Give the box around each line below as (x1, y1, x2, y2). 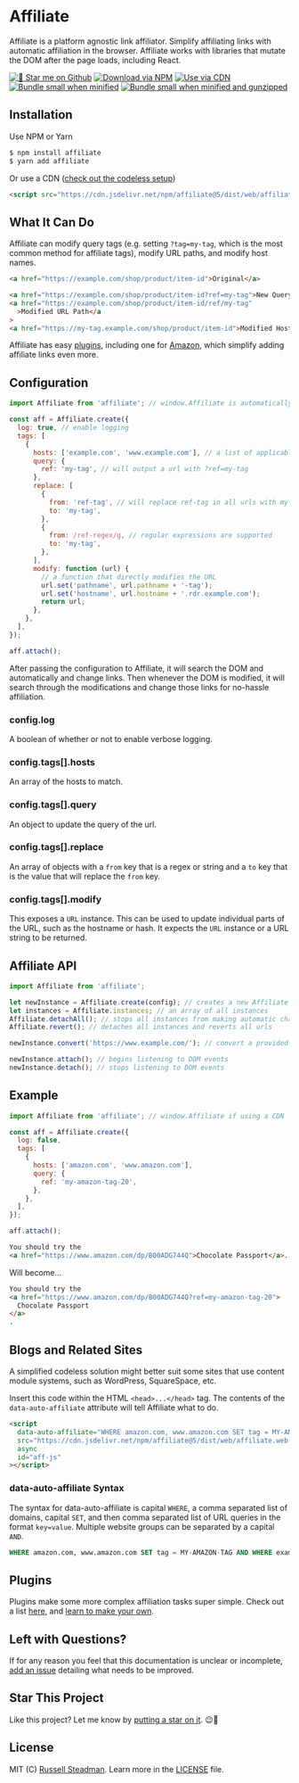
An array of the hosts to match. (9, 776, 123, 787)
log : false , (17, 1135, 62, 1145)
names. (9, 257, 36, 268)
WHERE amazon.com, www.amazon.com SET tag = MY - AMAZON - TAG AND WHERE (9, 1548, 273, 1557)
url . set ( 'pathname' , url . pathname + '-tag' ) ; (41, 581, 214, 590)
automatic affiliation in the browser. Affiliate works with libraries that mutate (9, 45, 287, 55)
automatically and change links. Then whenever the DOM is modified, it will (9, 672, 285, 683)
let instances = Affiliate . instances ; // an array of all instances (9, 1006, 269, 1015)
